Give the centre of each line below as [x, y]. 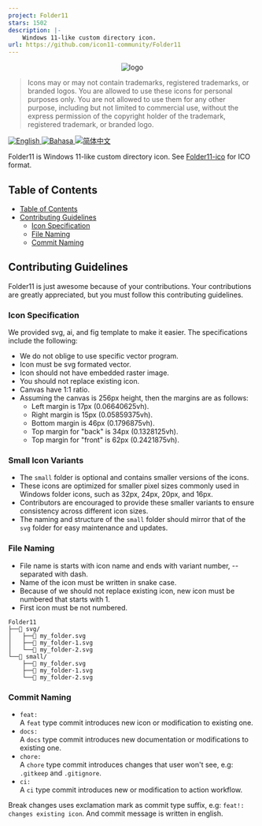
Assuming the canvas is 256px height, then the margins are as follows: [134, 398]
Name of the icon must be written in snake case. [98, 582]
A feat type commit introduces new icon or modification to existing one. [136, 723]
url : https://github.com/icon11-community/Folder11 [94, 45]
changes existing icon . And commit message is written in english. [116, 813]
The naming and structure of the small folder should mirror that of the [133, 520]
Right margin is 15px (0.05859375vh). [92, 415]
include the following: [43, 341]
